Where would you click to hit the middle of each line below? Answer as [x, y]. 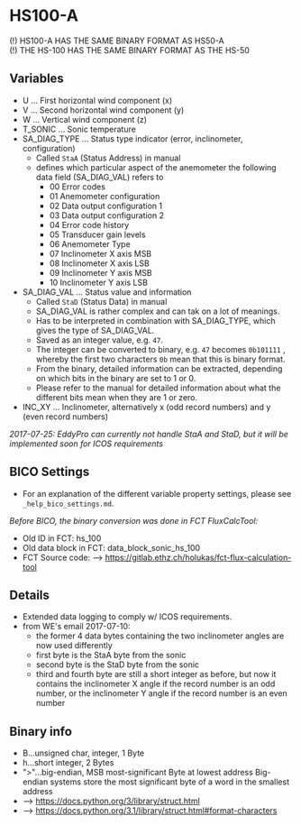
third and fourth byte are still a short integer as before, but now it [156, 674]
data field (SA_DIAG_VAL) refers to [100, 177]
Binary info [41, 731]
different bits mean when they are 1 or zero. [117, 397]
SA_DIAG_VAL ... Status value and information [107, 292]
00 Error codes [78, 187]
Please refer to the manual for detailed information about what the [158, 388]
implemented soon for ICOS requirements [87, 444]
